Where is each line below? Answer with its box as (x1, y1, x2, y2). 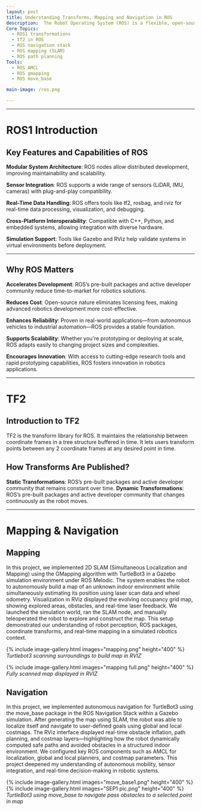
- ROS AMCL (11, 64, 39, 71)
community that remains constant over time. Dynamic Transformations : (6, 484, 184, 491)
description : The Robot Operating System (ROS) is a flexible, (6, 20, 170, 26)
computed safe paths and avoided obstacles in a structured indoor (6, 741, 170, 749)
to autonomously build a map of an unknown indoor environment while (6, 583, 180, 590)
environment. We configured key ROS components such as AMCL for (6, 748, 177, 755)
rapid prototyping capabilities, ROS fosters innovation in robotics (6, 359, 166, 366)
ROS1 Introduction (6, 124, 98, 137)
